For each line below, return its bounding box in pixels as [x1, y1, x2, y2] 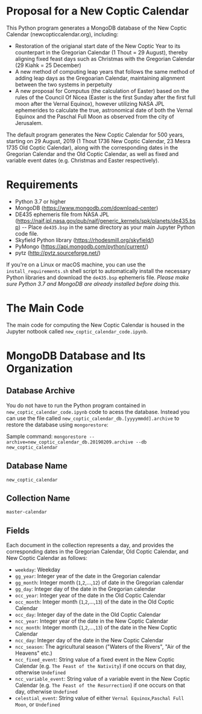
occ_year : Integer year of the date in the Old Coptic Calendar [14, 592, 166, 599]
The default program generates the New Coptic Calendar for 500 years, [6, 131, 185, 138]
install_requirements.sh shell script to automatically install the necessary [6, 267, 191, 274]
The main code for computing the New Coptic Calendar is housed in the [6, 321, 185, 329]
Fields [6, 526, 30, 536]
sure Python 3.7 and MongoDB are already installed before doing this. [6, 280, 181, 288]
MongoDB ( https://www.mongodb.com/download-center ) [14, 204, 159, 211]
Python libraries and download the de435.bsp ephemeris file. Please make [6, 274, 189, 281]
